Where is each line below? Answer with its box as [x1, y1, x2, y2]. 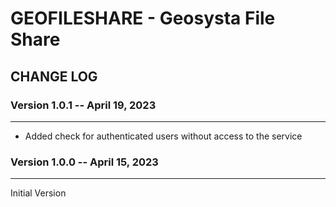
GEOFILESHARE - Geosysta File [10, 7, 276, 30]
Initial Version [10, 187, 67, 199]
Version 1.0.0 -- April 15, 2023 [10, 155, 159, 169]
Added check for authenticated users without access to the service [24, 130, 303, 142]
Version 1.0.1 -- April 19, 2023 [10, 98, 157, 112]
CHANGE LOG [10, 68, 98, 85]
